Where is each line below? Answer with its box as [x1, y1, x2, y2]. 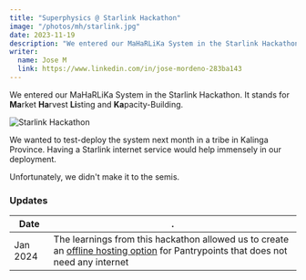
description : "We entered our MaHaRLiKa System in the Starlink [9, 38, 259, 48]
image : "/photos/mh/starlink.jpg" [9, 22, 141, 31]
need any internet [53, 256, 129, 269]
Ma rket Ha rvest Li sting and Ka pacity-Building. [9, 99, 184, 109]
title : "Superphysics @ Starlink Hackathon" [9, 13, 181, 23]
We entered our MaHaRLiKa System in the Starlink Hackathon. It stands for [9, 88, 290, 100]
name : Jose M [17, 56, 67, 65]
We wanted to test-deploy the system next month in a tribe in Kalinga [9, 134, 269, 145]
